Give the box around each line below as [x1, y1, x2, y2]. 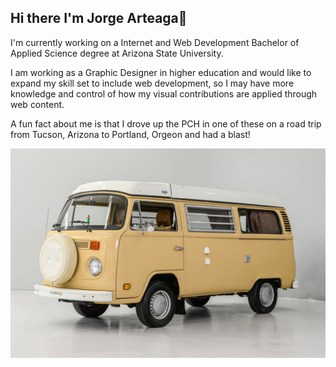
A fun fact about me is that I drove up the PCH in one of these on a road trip [10, 117, 322, 130]
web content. [10, 98, 65, 110]
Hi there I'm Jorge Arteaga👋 [10, 10, 188, 27]
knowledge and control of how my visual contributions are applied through [10, 87, 318, 100]
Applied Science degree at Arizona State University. [10, 47, 224, 59]
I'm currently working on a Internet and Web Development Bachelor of [10, 36, 300, 48]
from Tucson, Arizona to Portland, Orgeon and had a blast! [10, 128, 251, 140]
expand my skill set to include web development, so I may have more [10, 77, 295, 89]
